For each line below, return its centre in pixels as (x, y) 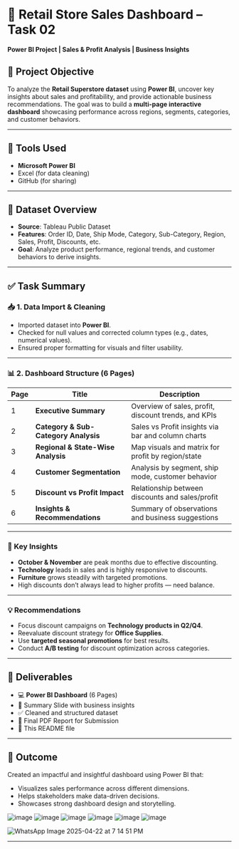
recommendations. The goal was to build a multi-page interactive (104, 104)
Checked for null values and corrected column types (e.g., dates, (113, 333)
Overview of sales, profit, (173, 407)
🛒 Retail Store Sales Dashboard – (105, 15)
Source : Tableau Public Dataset (64, 226)
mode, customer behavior (174, 476)
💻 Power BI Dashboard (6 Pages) (68, 694)
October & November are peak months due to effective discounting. (118, 562)
